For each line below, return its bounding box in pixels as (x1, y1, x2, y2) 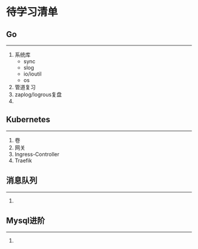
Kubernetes (6, 114, 51, 125)
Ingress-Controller (14, 150, 60, 158)
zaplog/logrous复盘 (14, 91, 62, 98)
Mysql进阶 (6, 216, 45, 226)
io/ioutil (23, 70, 42, 77)
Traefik (14, 157, 32, 164)
